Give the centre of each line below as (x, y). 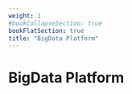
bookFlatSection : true (46, 31)
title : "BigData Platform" (54, 38)
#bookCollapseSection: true (56, 23)
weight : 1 (25, 16)
